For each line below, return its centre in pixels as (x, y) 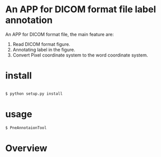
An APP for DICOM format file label (81, 9)
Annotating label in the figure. (44, 49)
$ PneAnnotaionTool (26, 128)
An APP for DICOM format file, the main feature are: (60, 34)
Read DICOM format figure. (41, 44)
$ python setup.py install (34, 94)
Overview (26, 148)
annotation (29, 20)
